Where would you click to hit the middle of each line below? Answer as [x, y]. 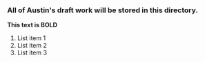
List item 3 [32, 52]
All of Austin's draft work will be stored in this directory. [102, 10]
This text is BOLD [32, 25]
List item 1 [31, 38]
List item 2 [32, 46]
